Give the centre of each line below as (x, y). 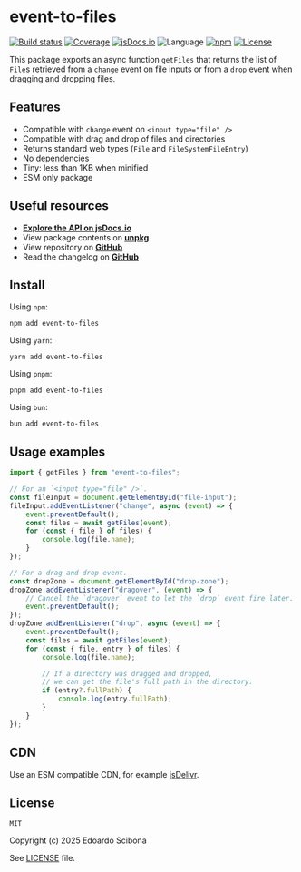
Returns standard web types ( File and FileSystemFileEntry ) (136, 148)
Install (27, 284)
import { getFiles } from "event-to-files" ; (95, 473)
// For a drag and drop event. (68, 573)
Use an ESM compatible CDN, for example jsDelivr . (104, 774)
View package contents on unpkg (86, 237)
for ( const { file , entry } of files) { (103, 649)
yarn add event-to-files (56, 357)
